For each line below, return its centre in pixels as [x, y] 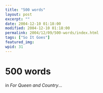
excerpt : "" [17, 19]
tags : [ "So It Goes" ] [28, 38]
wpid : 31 [14, 47]
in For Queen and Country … [34, 85]
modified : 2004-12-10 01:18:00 [38, 28]
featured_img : [20, 42]
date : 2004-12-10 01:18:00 [33, 24]
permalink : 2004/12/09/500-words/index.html [52, 33]
